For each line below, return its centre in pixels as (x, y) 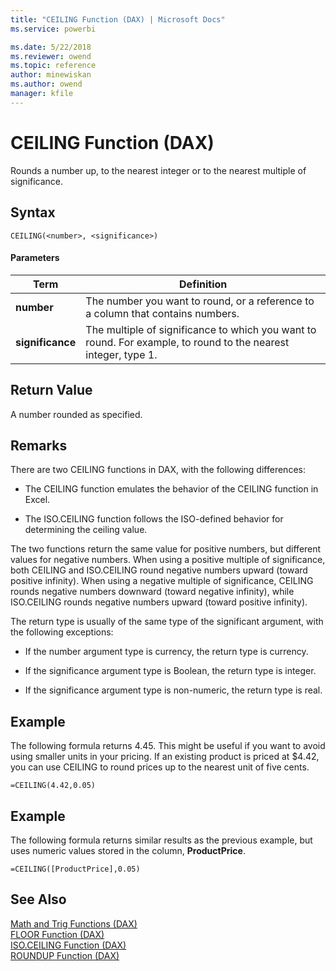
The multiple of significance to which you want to (201, 329)
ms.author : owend (46, 84)
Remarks (39, 445)
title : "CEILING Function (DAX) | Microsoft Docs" (118, 19)
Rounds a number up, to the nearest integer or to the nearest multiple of (158, 170)
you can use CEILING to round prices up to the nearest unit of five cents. (160, 767)
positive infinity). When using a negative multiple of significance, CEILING (162, 581)
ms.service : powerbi (53, 29)
